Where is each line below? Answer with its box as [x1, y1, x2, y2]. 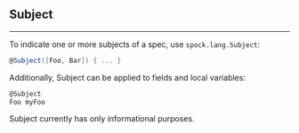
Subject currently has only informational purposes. [9, 113, 195, 124]
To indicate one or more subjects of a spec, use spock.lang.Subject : [9, 39, 261, 50]
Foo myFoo [9, 98, 46, 106]
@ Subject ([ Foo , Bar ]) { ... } [9, 56, 122, 65]
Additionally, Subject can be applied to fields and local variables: [9, 72, 246, 82]
